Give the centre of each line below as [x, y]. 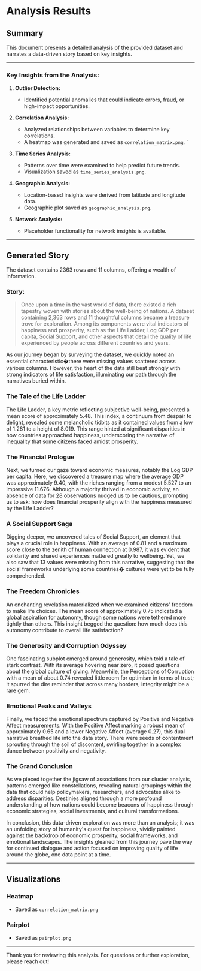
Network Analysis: [39, 220]
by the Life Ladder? [30, 508]
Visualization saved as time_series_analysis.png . [85, 172]
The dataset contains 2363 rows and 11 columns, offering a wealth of [91, 270]
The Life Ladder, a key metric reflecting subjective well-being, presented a [98, 410]
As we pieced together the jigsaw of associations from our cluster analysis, [99, 779]
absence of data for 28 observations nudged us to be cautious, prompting [98, 495]
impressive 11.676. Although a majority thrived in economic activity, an [93, 489]
